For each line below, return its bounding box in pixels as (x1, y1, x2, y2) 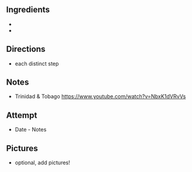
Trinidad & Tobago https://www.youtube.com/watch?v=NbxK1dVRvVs (14, 93, 186, 100)
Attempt (6, 110, 38, 120)
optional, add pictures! (14, 159, 70, 166)
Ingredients (6, 5, 50, 15)
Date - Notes (14, 126, 47, 133)
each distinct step (14, 60, 59, 67)
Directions (6, 44, 46, 54)
